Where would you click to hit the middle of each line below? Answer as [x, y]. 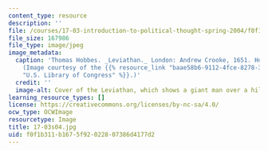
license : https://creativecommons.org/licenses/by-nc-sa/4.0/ [114, 105]
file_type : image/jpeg [46, 46]
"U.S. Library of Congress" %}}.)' [82, 75]
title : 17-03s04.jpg [43, 127]
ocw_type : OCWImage [41, 113]
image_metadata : [35, 53]
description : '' [35, 23]
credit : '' [33, 82]
